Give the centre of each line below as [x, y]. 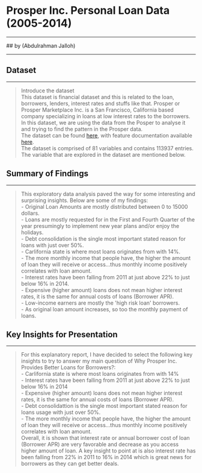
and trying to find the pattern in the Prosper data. [82, 129]
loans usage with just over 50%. [61, 412]
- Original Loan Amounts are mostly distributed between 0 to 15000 [104, 206]
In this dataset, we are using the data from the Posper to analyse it [103, 122]
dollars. [30, 213]
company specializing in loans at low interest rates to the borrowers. [106, 116]
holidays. [32, 232]
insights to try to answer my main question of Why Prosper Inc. [99, 361]
